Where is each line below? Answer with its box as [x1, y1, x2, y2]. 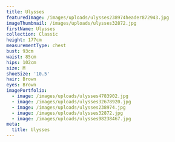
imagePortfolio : [6, 88, 47, 94]
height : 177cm [6, 37, 42, 43]
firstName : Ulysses [6, 25, 56, 32]
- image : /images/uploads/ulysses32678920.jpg [12, 98, 131, 105]
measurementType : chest [6, 43, 67, 49]
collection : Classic [6, 31, 59, 37]
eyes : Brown [6, 82, 36, 88]
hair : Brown [6, 76, 36, 82]
